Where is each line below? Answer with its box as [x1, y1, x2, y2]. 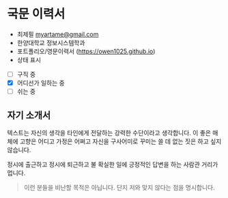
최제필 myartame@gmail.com [16, 30, 99, 38]
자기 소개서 [7, 109, 51, 121]
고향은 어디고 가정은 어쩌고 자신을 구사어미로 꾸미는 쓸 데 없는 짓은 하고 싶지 [19, 137, 222, 145]
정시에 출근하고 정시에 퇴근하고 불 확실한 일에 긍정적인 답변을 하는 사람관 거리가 [7, 160, 218, 168]
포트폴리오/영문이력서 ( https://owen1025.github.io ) [16, 47, 156, 55]
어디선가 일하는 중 [16, 79, 65, 87]
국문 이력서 [7, 6, 66, 22]
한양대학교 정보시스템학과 [16, 38, 85, 46]
